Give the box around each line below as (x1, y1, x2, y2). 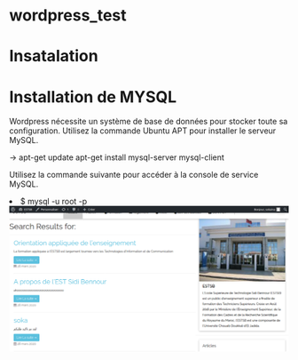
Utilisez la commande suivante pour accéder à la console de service (9, 170, 259, 180)
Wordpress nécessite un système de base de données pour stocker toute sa (9, 116, 288, 127)
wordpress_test (9, 5, 127, 26)
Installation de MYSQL (9, 86, 177, 107)
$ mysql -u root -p (20, 196, 88, 207)
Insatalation (9, 46, 99, 67)
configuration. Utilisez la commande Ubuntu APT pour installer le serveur (9, 125, 277, 136)
